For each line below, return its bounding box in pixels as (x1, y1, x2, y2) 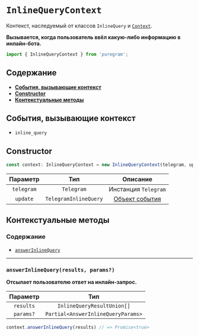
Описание (122, 175, 153, 184)
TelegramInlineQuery (45, 196, 104, 203)
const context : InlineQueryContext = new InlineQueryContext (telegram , (6, 162, 187, 168)
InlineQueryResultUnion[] (57, 303, 130, 309)
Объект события (113, 195, 162, 203)
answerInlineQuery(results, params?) (6, 266, 115, 273)
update (15, 196, 34, 203)
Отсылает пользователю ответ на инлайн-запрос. (6, 279, 137, 286)
